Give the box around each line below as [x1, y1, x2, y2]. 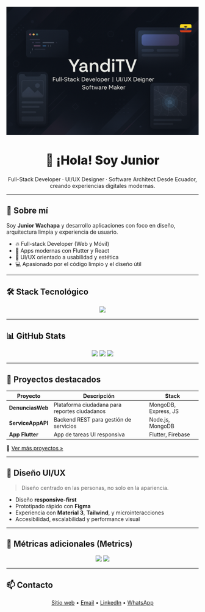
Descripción [83, 392, 115, 400]
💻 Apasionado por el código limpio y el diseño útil [15, 260, 142, 267]
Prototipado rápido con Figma [15, 502, 91, 509]
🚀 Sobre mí [6, 206, 48, 216]
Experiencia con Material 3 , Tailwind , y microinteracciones [15, 509, 165, 516]
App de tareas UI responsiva [54, 431, 125, 438]
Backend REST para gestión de [54, 416, 132, 423]
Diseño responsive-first [15, 495, 77, 503]
